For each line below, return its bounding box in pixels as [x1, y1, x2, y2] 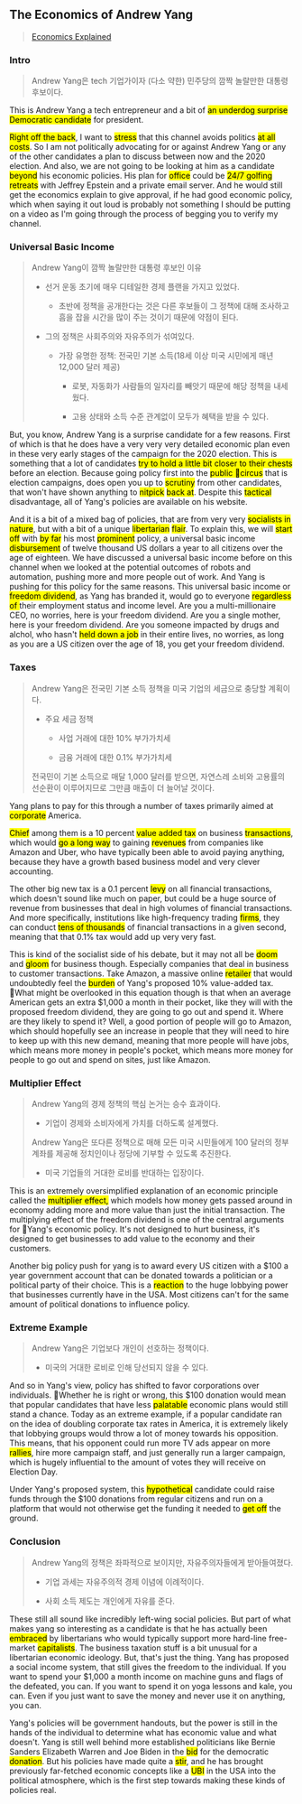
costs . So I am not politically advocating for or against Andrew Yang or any [9, 142, 287, 153]
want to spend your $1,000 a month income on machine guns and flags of [9, 1670, 284, 1682]
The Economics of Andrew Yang [9, 7, 194, 23]
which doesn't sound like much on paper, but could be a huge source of [9, 893, 277, 904]
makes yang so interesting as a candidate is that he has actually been [9, 1623, 268, 1633]
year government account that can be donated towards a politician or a [9, 1270, 273, 1280]
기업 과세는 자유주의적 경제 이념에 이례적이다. [44, 1576, 205, 1587]
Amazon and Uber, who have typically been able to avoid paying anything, [9, 846, 286, 857]
